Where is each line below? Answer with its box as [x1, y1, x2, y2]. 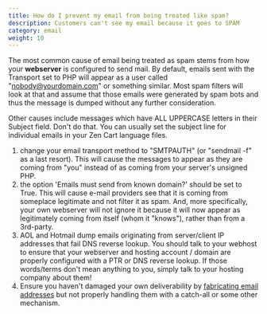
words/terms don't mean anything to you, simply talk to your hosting [19, 265, 244, 274]
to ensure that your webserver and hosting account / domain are [19, 248, 231, 257]
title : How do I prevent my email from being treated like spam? [8, 11, 229, 20]
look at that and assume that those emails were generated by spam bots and [8, 89, 259, 100]
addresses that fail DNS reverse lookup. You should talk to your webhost [19, 239, 257, 249]
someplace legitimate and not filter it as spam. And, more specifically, [19, 197, 248, 206]
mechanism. [19, 298, 60, 308]
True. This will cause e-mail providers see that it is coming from [19, 188, 229, 198]
